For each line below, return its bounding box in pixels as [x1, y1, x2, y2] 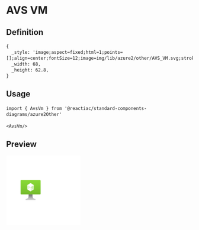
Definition [6, 27, 43, 37]
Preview [6, 140, 37, 150]
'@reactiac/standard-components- [64, 105, 147, 111]
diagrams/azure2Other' [6, 111, 62, 117]
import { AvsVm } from [6, 105, 62, 111]
